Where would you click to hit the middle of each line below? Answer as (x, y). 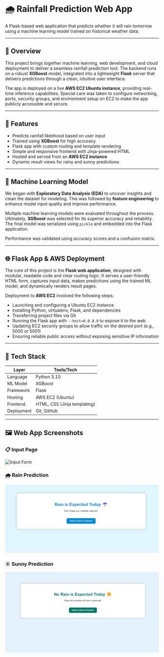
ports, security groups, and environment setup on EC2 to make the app (76, 99)
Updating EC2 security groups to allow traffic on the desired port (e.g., (83, 326)
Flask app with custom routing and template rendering (66, 146)
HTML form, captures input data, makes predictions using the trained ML (78, 281)
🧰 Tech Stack (25, 356)
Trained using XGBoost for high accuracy (54, 141)
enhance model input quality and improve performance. (61, 204)
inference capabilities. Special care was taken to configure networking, (86, 93)
